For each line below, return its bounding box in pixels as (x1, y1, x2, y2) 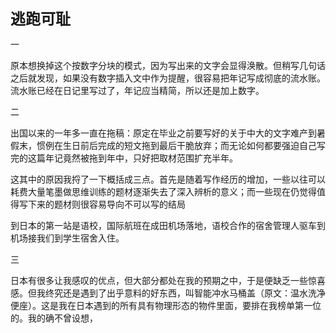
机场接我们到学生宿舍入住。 (10, 232, 125, 244)
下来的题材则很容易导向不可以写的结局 (27, 198, 186, 210)
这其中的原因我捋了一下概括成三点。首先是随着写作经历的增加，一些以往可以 (10, 173, 326, 185)
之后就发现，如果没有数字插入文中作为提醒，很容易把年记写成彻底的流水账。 (10, 72, 326, 84)
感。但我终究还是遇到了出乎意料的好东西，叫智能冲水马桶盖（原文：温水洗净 (10, 287, 326, 299)
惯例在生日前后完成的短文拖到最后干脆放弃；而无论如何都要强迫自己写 (36, 140, 326, 151)
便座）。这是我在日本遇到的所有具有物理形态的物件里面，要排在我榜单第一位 (10, 300, 322, 311)
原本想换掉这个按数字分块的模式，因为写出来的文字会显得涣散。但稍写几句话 (10, 60, 326, 71)
